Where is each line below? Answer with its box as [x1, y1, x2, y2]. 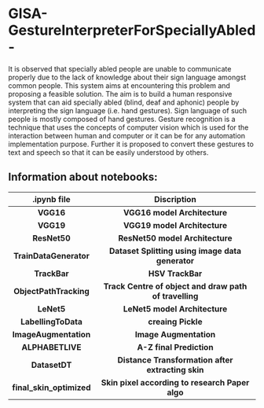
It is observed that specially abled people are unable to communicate [8, 64, 232, 73]
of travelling [152, 290, 199, 301]
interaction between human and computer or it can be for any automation [8, 130, 246, 140]
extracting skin [146, 364, 204, 375]
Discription [154, 193, 196, 204]
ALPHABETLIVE [21, 341, 82, 352]
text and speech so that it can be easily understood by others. [8, 147, 209, 157]
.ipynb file [32, 193, 71, 204]
